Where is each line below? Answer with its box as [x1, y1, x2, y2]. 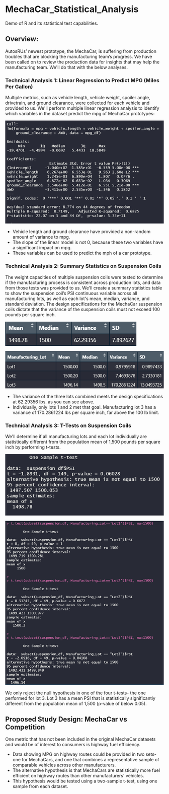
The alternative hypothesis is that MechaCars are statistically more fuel [12, 767, 160, 773]
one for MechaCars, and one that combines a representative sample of [12, 757, 159, 763]
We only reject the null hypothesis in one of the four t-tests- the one [5, 690, 146, 696]
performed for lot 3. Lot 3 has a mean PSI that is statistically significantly [5, 695, 156, 701]
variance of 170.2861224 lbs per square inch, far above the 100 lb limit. [12, 409, 159, 415]
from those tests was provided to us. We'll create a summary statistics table [5, 284, 162, 291]
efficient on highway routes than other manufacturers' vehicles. [12, 773, 144, 779]
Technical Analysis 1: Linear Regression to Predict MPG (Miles [5, 77, 159, 84]
